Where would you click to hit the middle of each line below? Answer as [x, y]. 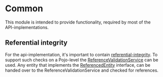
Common [24, 9]
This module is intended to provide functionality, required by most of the [78, 22]
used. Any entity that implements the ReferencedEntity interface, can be [78, 65]
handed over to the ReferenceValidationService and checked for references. [82, 70]
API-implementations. [27, 27]
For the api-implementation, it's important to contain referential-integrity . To [81, 54]
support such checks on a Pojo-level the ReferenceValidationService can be [82, 60]
